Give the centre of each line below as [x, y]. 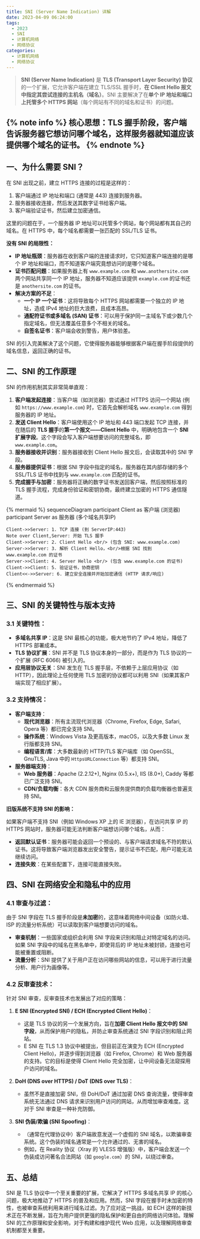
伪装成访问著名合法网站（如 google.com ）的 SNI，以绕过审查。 [100, 1157]
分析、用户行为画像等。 [43, 967]
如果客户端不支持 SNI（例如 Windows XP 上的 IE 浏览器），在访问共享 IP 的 [97, 821]
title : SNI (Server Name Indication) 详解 [59, 12]
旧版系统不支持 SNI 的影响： [41, 809]
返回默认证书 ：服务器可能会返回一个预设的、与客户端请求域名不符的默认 [103, 842]
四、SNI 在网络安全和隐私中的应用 [68, 884]
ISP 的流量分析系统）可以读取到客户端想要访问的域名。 [74, 925]
